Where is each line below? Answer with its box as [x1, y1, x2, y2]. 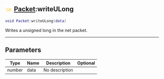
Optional [77, 60, 95, 66]
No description [43, 67, 73, 73]
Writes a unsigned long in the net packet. [5, 27, 88, 33]
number [7, 67, 23, 73]
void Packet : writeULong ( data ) [5, 18, 67, 23]
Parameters [5, 46, 41, 54]
